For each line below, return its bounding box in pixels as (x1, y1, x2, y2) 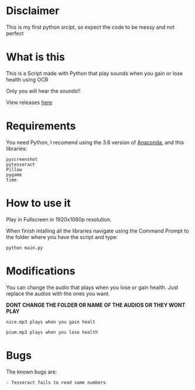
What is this (6, 51, 66, 64)
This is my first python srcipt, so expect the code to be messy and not (6, 23, 175, 31)
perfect (6, 29, 24, 36)
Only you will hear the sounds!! (6, 87, 81, 95)
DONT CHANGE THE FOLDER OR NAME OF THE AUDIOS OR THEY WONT (6, 301, 186, 308)
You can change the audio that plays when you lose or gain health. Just (6, 284, 179, 291)
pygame (6, 172, 22, 177)
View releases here (6, 99, 53, 106)
